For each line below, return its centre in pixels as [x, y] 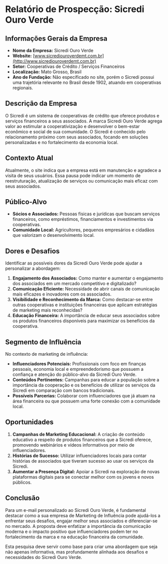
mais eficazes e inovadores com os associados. [62, 294]
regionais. [23, 88]
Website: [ [24, 56]
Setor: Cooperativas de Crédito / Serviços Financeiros [68, 66]
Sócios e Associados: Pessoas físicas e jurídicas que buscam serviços [86, 214]
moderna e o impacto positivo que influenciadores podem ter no [72, 531]
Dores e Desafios [33, 251]
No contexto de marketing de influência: [47, 354]
